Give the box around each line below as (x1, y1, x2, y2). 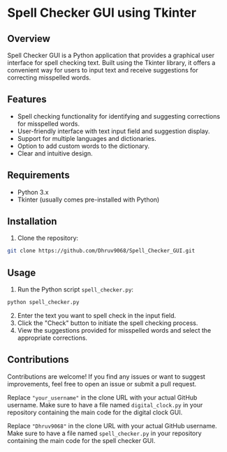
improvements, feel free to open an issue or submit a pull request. (7, 379, 197, 388)
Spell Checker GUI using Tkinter (7, 5, 197, 21)
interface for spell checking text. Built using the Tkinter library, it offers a (7, 59, 216, 67)
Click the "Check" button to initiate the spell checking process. (17, 319, 198, 327)
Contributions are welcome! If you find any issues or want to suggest (7, 372, 206, 381)
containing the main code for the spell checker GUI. (7, 436, 156, 444)
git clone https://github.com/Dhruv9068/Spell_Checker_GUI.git (7, 248, 196, 255)
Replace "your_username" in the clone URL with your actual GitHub (7, 393, 198, 402)
